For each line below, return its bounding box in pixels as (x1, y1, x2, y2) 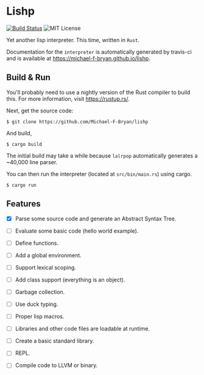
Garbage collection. (15, 288, 65, 296)
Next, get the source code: (6, 107, 74, 114)
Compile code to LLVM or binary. (15, 362, 98, 369)
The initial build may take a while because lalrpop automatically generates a (6, 151, 198, 159)
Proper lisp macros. (15, 313, 65, 320)
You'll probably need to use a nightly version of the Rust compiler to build (6, 89, 191, 96)
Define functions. (15, 239, 59, 247)
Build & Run (6, 72, 51, 83)
